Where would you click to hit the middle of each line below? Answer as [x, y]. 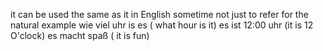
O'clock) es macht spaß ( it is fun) [80, 35]
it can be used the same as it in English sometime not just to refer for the [159, 14]
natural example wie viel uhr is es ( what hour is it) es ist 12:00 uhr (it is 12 [162, 25]
